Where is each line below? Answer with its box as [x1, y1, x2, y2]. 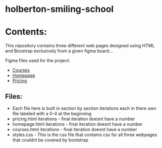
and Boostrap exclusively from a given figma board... [5, 48, 113, 54]
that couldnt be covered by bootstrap [12, 137, 89, 143]
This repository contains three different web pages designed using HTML [5, 43, 155, 49]
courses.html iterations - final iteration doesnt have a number [12, 126, 137, 132]
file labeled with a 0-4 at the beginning [12, 110, 92, 116]
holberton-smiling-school [5, 3, 114, 15]
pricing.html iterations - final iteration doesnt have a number [12, 116, 135, 122]
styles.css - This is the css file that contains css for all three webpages [12, 132, 158, 138]
